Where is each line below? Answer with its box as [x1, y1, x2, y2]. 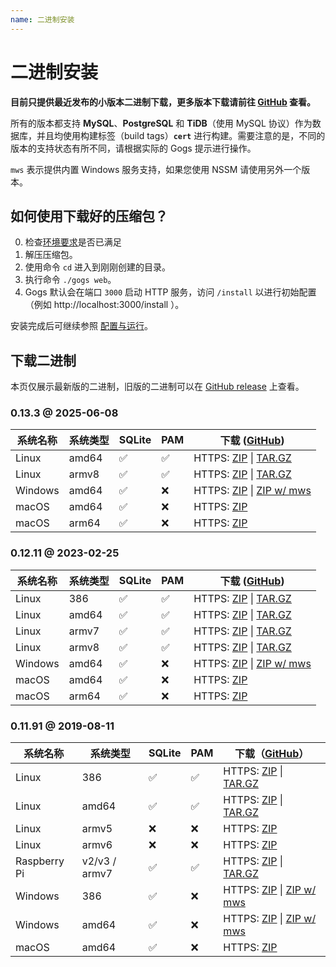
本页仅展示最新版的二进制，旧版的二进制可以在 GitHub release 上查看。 [10, 381, 305, 393]
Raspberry [15, 854, 65, 868]
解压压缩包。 [24, 249, 78, 261]
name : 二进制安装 [10, 14, 75, 25]
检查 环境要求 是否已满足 [24, 236, 122, 248]
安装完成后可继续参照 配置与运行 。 [10, 320, 153, 332]
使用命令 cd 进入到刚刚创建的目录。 [24, 261, 171, 273]
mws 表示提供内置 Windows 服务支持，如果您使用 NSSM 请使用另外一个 [10, 163, 302, 175]
